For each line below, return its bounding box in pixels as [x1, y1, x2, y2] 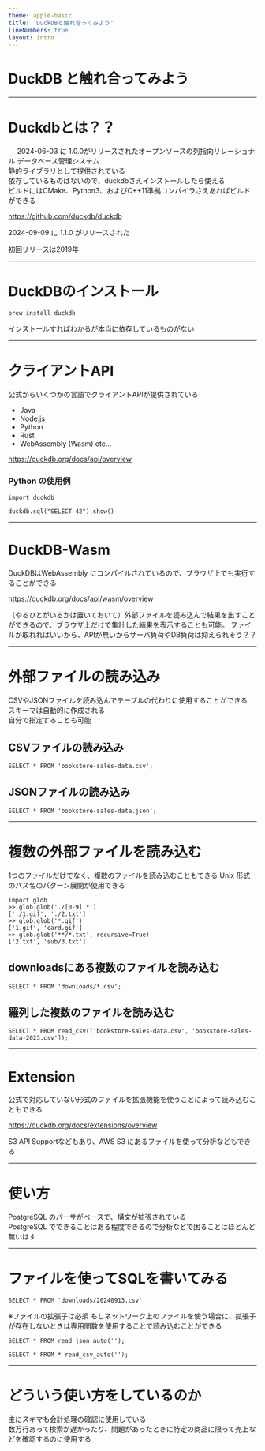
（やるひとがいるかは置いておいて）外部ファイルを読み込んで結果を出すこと [8, 610, 256, 620]
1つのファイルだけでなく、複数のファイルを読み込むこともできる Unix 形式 [8, 870, 251, 880]
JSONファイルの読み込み [8, 785, 131, 799]
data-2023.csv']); [8, 1034, 69, 1042]
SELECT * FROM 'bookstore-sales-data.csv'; [8, 762, 154, 770]
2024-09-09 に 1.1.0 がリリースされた [8, 228, 130, 238]
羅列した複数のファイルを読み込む [8, 1006, 174, 1019]
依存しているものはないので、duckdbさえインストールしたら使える [8, 176, 226, 186]
